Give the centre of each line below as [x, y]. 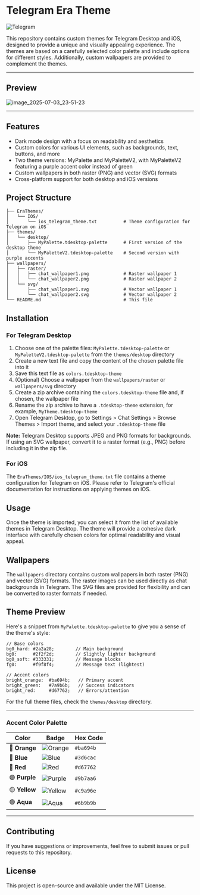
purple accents [25, 258]
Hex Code [89, 738]
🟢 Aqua [21, 802]
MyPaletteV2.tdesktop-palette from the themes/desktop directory [94, 354]
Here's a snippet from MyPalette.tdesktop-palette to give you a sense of [96, 626]
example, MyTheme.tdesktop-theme [56, 411]
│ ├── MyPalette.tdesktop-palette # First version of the [94, 243]
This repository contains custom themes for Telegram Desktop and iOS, [94, 38]
